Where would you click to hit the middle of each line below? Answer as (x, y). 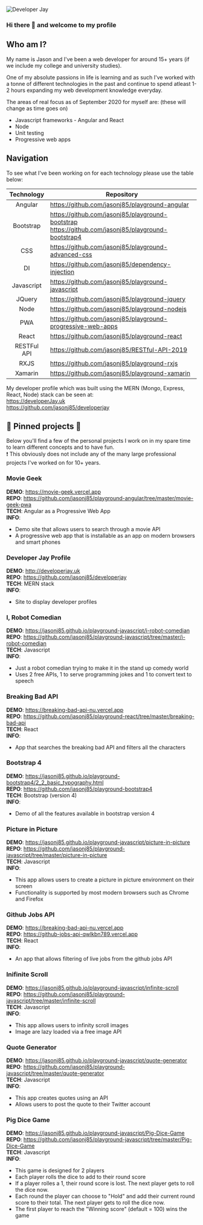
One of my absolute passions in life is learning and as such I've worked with (101, 77)
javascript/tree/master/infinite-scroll (51, 1001)
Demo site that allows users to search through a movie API (88, 529)
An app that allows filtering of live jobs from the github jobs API (93, 959)
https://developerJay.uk (36, 401)
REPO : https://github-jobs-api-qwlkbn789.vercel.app (72, 934)
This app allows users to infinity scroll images (72, 1025)
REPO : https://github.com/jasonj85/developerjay (66, 577)
